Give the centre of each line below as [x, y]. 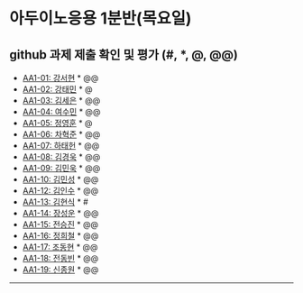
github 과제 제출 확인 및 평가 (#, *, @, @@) [124, 55]
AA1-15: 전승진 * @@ [60, 224]
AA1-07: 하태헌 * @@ [61, 146]
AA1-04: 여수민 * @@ [61, 112]
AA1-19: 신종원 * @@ [60, 270]
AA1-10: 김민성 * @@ [60, 179]
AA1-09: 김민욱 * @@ [61, 168]
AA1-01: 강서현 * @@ [60, 78]
